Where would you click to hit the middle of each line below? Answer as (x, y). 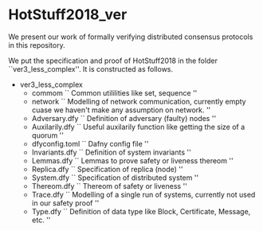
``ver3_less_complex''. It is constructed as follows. (91, 69)
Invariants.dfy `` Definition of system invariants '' (111, 152)
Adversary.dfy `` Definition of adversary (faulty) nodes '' (124, 118)
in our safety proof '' (65, 203)
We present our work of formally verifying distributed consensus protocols (131, 37)
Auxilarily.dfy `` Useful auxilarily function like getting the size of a (138, 127)
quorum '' (47, 135)
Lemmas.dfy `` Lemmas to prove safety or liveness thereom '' (132, 160)
